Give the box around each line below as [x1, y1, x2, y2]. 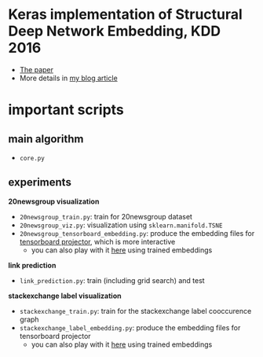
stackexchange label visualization [8, 291, 122, 300]
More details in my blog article [19, 73, 118, 83]
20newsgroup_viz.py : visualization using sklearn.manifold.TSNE [19, 220, 223, 230]
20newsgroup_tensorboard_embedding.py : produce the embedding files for [19, 228, 255, 237]
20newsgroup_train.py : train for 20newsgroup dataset [19, 212, 192, 221]
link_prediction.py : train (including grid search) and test [19, 275, 206, 285]
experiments [8, 175, 72, 190]
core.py [19, 154, 45, 162]
